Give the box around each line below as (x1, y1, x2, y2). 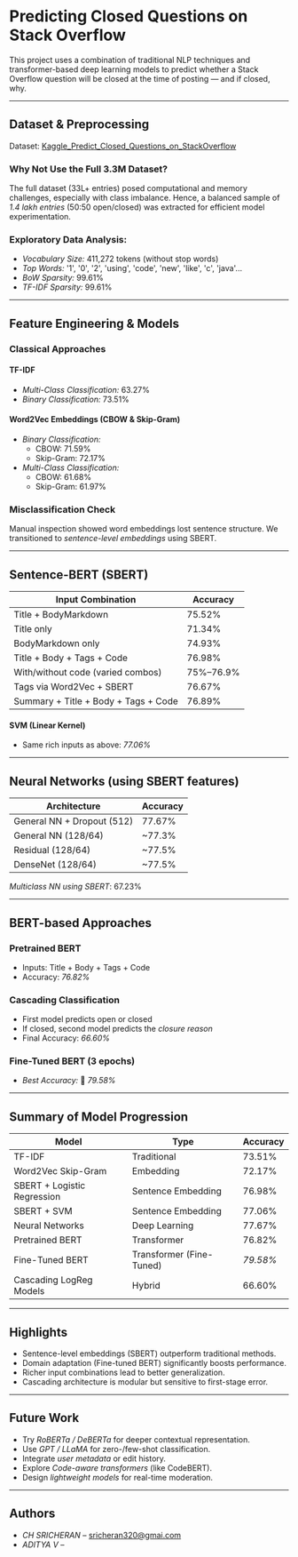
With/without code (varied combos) (13, 667, 162, 679)
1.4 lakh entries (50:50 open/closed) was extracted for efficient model (9, 202, 265, 212)
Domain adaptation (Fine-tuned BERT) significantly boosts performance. (21, 1358, 286, 1369)
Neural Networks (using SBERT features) (9, 773, 239, 788)
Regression (13, 1191, 61, 1203)
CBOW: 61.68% (35, 472, 91, 483)
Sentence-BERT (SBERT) (9, 567, 149, 582)
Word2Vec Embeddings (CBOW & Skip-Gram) (9, 414, 181, 425)
